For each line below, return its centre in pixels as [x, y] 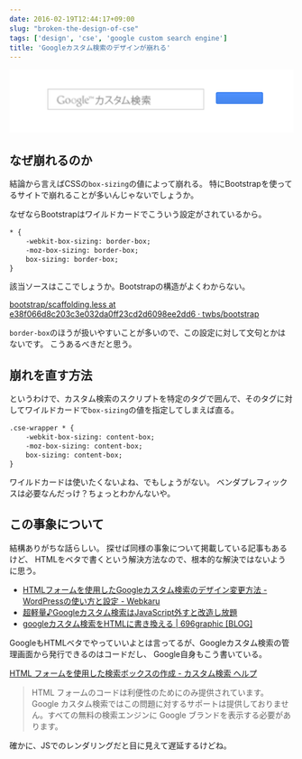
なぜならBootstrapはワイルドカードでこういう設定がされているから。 [138, 214]
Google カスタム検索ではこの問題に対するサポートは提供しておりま [156, 703]
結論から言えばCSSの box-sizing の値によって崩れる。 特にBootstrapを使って [151, 184]
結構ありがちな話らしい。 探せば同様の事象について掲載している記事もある [149, 548]
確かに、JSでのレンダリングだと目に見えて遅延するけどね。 [120, 745]
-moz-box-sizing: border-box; [82, 251]
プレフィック [264, 482]
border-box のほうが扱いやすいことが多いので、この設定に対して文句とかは [148, 333]
